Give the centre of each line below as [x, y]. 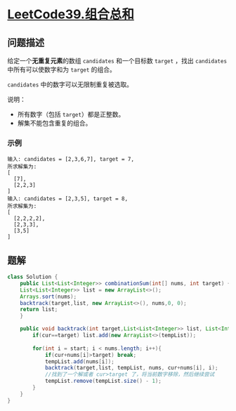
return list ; [39, 310]
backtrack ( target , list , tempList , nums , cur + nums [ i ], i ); [131, 368]
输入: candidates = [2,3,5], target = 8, [68, 199]
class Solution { [33, 277]
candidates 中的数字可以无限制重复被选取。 [70, 84]
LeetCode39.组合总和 [71, 14]
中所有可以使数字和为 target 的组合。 [61, 70]
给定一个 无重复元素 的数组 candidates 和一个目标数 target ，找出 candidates [117, 61]
